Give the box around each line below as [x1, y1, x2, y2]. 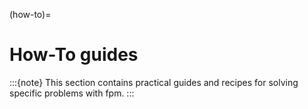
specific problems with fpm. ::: [9, 87, 135, 99]
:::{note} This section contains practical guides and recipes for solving [9, 76, 299, 88]
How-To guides [9, 44, 139, 66]
